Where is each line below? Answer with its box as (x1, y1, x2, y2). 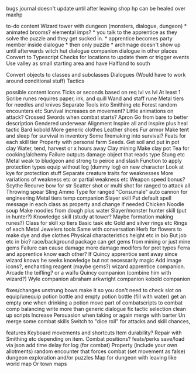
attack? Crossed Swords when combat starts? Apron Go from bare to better (6, 114, 188, 121)
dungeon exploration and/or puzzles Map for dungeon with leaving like (6, 354, 177, 361)
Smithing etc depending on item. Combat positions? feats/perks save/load (6, 336, 185, 342)
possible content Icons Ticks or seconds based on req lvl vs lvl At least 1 (6, 89, 181, 95)
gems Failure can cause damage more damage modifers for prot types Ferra (6, 244, 190, 251)
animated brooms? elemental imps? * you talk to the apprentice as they (6, 29, 177, 36)
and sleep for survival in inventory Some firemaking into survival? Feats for (6, 132, 186, 139)
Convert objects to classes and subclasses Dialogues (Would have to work (6, 71, 186, 78)
